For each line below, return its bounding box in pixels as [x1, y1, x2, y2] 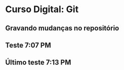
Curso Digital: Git [5, 4, 79, 15]
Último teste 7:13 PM [5, 58, 71, 67]
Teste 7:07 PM [5, 41, 52, 49]
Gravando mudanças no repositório [5, 24, 119, 32]
